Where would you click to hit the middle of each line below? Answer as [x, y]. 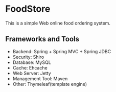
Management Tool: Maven [40, 78]
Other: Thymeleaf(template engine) [50, 84]
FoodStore [28, 9]
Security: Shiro [28, 57]
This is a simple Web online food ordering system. [58, 23]
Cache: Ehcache [30, 67]
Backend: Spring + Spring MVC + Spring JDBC [62, 51]
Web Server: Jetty [32, 73]
